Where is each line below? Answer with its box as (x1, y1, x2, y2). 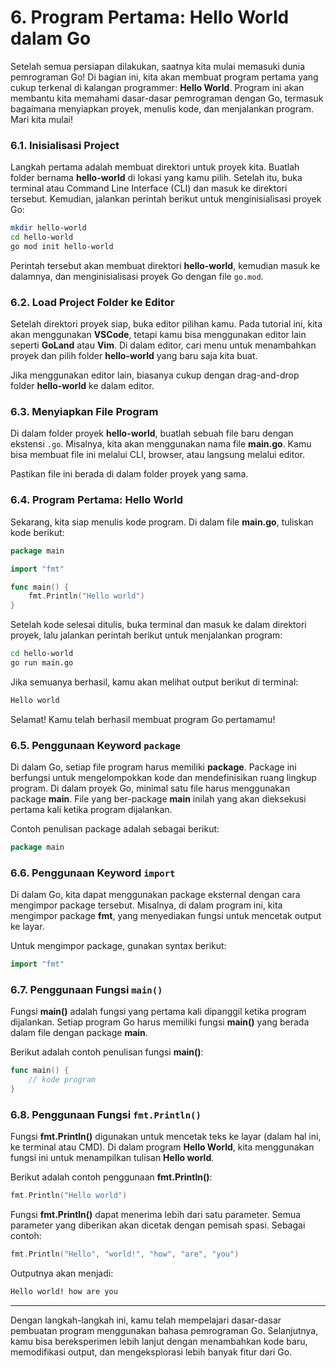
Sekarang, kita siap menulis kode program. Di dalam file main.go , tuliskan (10, 516, 314, 528)
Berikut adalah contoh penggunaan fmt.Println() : (10, 1171, 213, 1183)
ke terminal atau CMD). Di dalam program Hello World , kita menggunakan (10, 1141, 315, 1153)
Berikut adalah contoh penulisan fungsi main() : (10, 1046, 204, 1058)
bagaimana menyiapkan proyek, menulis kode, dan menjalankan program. (10, 102, 315, 115)
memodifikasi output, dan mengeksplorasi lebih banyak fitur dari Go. (10, 1346, 293, 1358)
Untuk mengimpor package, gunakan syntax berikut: (10, 940, 227, 952)
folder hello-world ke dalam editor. (10, 380, 155, 392)
